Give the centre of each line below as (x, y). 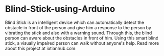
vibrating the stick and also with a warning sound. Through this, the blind (79, 33)
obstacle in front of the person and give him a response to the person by (78, 27)
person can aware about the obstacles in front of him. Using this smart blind (82, 38)
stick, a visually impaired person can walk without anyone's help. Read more (82, 43)
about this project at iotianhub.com (40, 48)
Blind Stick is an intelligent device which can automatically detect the (75, 22)
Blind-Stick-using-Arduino (60, 9)
